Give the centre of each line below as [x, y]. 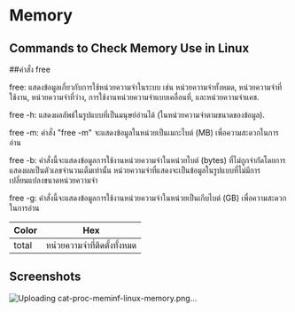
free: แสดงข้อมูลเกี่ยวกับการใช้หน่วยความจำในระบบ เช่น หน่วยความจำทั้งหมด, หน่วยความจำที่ [146, 87]
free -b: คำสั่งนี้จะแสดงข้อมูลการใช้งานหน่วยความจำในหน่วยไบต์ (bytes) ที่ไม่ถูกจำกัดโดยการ [147, 160]
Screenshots [45, 277]
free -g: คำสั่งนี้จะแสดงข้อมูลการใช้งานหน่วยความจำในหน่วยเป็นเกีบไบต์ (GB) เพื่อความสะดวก [148, 198]
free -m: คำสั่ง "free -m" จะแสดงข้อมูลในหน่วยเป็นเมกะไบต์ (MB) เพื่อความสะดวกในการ [144, 133]
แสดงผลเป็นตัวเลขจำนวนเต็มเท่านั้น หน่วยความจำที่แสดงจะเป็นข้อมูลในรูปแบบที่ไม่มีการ [135, 170]
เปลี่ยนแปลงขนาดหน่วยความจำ [54, 180]
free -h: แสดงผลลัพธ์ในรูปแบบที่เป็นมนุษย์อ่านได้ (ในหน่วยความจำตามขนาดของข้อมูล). [137, 115]
